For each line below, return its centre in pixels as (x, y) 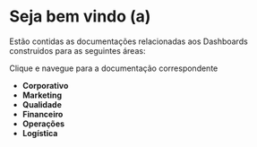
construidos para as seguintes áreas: (77, 50)
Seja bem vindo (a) (80, 17)
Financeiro (43, 114)
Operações (43, 124)
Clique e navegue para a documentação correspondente (114, 68)
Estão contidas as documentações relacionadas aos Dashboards (128, 41)
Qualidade (42, 104)
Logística (40, 133)
